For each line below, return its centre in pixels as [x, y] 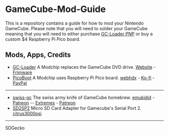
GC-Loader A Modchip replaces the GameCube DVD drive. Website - [84, 67]
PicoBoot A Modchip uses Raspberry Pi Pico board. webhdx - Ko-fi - [83, 78]
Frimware [22, 72]
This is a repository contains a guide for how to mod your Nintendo [75, 23]
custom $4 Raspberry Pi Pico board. [43, 39]
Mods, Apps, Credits [38, 55]
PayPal [20, 83]
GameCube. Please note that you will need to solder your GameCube [76, 28]
